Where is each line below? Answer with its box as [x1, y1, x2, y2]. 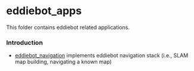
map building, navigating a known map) [14, 58, 112, 66]
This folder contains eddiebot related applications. [6, 24, 130, 31]
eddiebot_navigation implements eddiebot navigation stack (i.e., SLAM [14, 52, 189, 59]
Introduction [6, 38, 43, 47]
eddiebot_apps [6, 4, 82, 18]
